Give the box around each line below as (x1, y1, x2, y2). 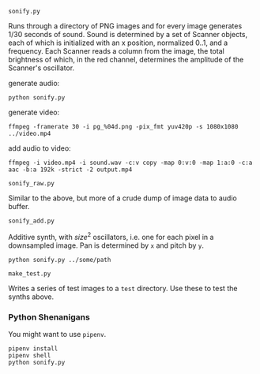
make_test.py (8, 269, 51, 278)
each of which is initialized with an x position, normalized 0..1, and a (8, 38, 228, 47)
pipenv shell (8, 351, 51, 359)
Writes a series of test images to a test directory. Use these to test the (8, 283, 238, 293)
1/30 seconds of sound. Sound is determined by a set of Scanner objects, (8, 30, 248, 39)
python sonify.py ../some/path (8, 256, 111, 264)
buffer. (8, 202, 30, 211)
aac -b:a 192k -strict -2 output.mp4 (8, 166, 133, 174)
